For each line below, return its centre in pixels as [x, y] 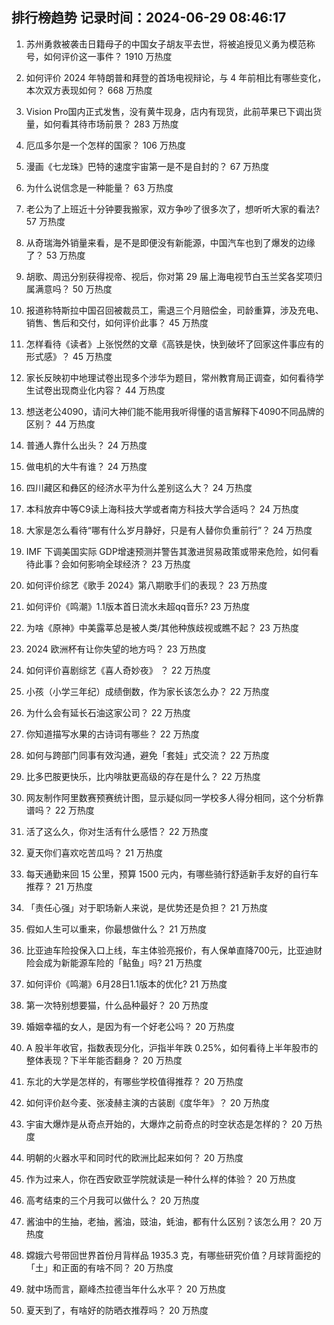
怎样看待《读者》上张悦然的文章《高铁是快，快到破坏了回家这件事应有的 [174, 344]
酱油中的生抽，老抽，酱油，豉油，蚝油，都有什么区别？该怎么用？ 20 [168, 1221]
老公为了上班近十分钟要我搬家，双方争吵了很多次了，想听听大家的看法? [172, 209]
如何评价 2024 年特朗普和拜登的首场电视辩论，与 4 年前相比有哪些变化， [176, 77]
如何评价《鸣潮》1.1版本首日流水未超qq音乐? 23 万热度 [138, 606]
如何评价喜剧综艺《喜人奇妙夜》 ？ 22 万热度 [118, 670]
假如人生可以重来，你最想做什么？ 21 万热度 [116, 929]
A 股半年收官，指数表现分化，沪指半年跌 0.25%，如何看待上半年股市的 [172, 1047]
